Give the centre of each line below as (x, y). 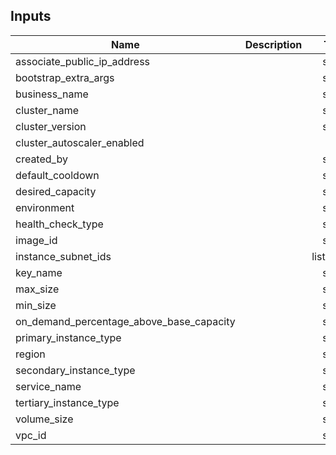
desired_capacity (56, 191)
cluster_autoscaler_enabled (80, 142)
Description (273, 44)
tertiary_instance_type (67, 402)
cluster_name (47, 110)
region (30, 354)
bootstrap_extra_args (65, 77)
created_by (41, 159)
